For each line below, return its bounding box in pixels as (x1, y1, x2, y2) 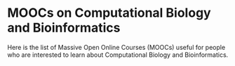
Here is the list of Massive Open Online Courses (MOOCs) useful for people (7, 43, 226, 51)
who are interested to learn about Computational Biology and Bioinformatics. (7, 51, 229, 59)
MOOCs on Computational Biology (7, 5, 212, 21)
